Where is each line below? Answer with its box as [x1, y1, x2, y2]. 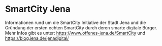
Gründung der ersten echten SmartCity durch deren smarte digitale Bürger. [5, 24, 158, 30]
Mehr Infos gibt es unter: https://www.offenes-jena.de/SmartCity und [5, 30, 145, 36]
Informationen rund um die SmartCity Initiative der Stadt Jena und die [5, 20, 146, 25]
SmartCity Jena [5, 3, 70, 15]
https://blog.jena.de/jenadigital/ [5, 35, 69, 41]
